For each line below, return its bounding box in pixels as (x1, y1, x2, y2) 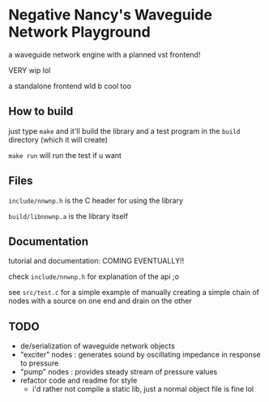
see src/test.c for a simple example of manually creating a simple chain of (8, 288, 260, 297)
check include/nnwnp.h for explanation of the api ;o (8, 272, 180, 281)
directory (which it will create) (8, 135, 108, 144)
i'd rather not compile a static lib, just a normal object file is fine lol (32, 384, 254, 394)
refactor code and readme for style (19, 375, 138, 386)
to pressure (19, 358, 59, 368)
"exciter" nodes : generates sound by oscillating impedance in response (19, 350, 261, 360)
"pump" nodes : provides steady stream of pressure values (19, 367, 218, 377)
